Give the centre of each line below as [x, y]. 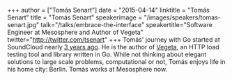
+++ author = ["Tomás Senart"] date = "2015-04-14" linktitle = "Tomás [109, 10]
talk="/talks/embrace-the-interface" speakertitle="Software [126, 25]
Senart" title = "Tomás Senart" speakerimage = [75, 17]
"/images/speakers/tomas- [183, 17]
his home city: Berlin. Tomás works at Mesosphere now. [87, 69]
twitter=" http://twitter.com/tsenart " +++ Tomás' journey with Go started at [114, 40]
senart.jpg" [23, 25]
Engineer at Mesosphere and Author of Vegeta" [76, 32]
